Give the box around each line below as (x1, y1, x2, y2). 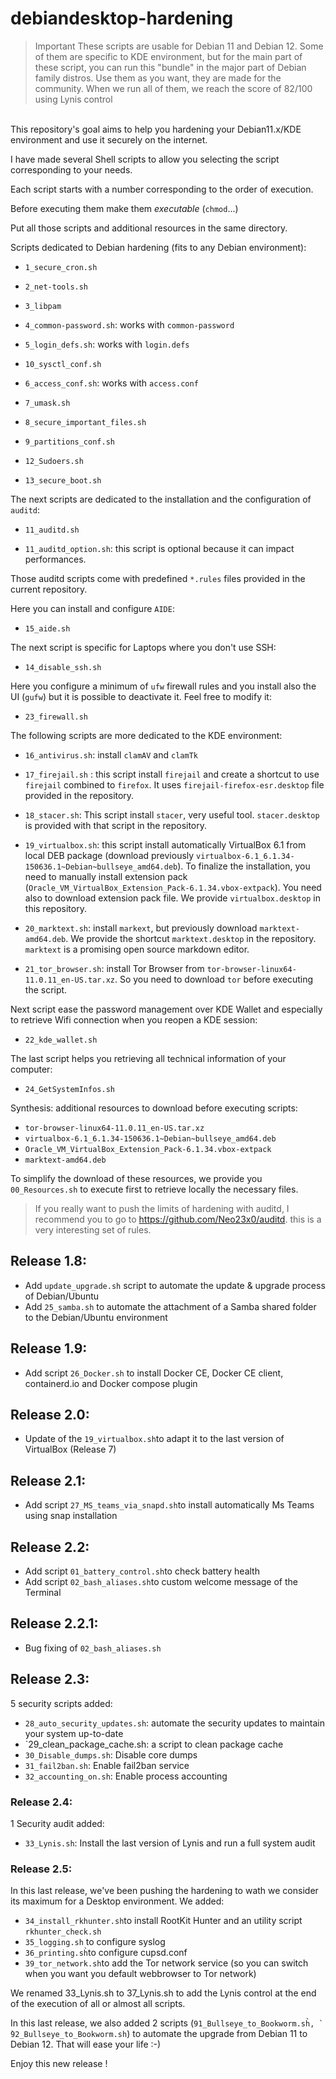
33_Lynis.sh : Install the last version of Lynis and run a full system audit (24, 1837, 316, 1849)
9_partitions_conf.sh (24, 437, 115, 447)
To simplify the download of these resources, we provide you (10, 1172, 263, 1184)
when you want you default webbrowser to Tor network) (24, 1968, 257, 1980)
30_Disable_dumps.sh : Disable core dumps (24, 1748, 198, 1761)
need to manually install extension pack (24, 870, 188, 882)
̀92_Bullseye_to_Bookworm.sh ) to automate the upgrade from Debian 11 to (10, 2028, 308, 2040)
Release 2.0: (10, 1406, 90, 1423)
